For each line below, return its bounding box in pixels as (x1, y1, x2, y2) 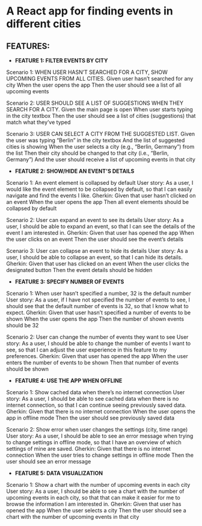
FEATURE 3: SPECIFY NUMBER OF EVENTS (14, 278, 124, 285)
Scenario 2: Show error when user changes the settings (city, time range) (6, 426, 188, 433)
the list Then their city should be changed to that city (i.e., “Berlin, (6, 149, 170, 156)
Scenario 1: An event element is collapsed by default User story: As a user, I (6, 179, 194, 186)
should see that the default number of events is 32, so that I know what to (6, 303, 189, 309)
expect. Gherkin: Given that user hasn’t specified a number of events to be (6, 309, 191, 316)
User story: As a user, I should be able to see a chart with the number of (6, 487, 185, 495)
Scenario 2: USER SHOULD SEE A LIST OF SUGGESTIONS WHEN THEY (6, 99, 184, 107)
